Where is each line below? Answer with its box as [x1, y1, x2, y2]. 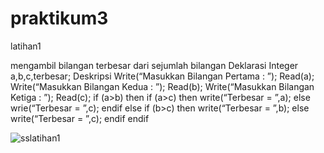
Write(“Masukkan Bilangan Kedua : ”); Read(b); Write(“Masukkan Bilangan [10, 80, 315, 92]
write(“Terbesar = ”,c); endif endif [10, 112, 150, 124]
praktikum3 [10, 7, 109, 30]
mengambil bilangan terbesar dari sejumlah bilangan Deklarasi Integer [10, 59, 299, 71]
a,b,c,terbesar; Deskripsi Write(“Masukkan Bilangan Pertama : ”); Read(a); [10, 70, 315, 82]
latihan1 [10, 40, 42, 52]
